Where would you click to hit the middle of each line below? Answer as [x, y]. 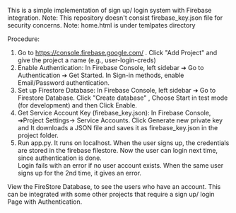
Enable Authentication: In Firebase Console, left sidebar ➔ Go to [111, 68]
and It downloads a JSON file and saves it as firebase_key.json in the [118, 128]
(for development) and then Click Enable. [77, 105]
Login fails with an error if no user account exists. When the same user [120, 165]
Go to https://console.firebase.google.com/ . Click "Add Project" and [117, 53]
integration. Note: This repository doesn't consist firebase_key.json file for [115, 18]
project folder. [38, 135]
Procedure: [24, 39]
